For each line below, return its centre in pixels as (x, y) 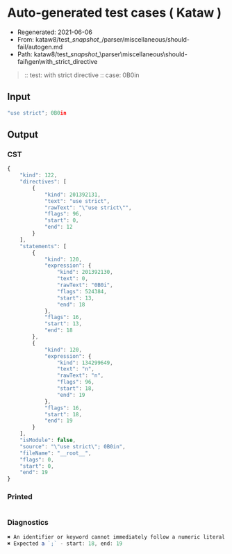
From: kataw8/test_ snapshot (58, 39)
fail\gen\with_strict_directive (57, 61)
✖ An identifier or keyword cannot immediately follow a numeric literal (116, 537)
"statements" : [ (43, 246)
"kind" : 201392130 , (85, 272)
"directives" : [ (43, 182)
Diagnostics (28, 523)
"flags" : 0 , (37, 459)
